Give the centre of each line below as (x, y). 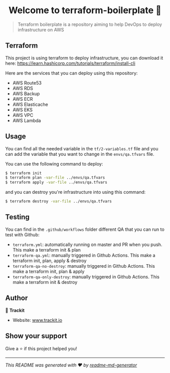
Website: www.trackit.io (37, 320)
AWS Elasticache (30, 104)
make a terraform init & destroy (45, 282)
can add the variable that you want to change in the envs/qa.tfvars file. (80, 154)
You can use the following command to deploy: (54, 163)
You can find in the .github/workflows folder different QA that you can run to (85, 229)
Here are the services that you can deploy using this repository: (72, 73)
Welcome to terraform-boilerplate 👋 (85, 10)
